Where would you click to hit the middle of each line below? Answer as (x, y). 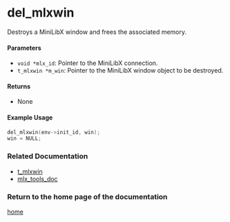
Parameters (24, 48)
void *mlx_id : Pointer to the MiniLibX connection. (87, 63)
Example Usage (30, 117)
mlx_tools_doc (37, 178)
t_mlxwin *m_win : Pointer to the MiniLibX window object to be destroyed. (120, 71)
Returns (19, 86)
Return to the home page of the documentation (87, 196)
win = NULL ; (24, 139)
